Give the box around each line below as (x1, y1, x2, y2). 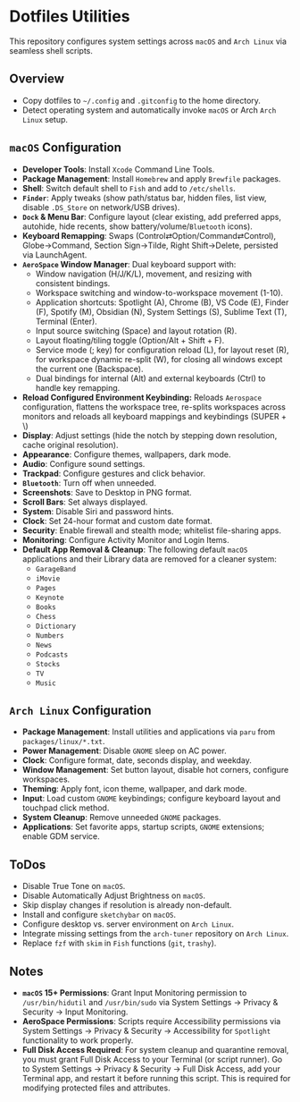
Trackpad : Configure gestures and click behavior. (21, 468, 206, 479)
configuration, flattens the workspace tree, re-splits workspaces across (21, 401, 286, 412)
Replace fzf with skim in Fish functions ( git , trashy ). (21, 937, 217, 949)
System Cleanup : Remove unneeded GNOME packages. (21, 812, 221, 823)
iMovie (35, 574, 61, 583)
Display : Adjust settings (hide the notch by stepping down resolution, (21, 429, 278, 440)
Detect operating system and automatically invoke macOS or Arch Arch (21, 105, 277, 115)
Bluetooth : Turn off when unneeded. (21, 477, 156, 488)
